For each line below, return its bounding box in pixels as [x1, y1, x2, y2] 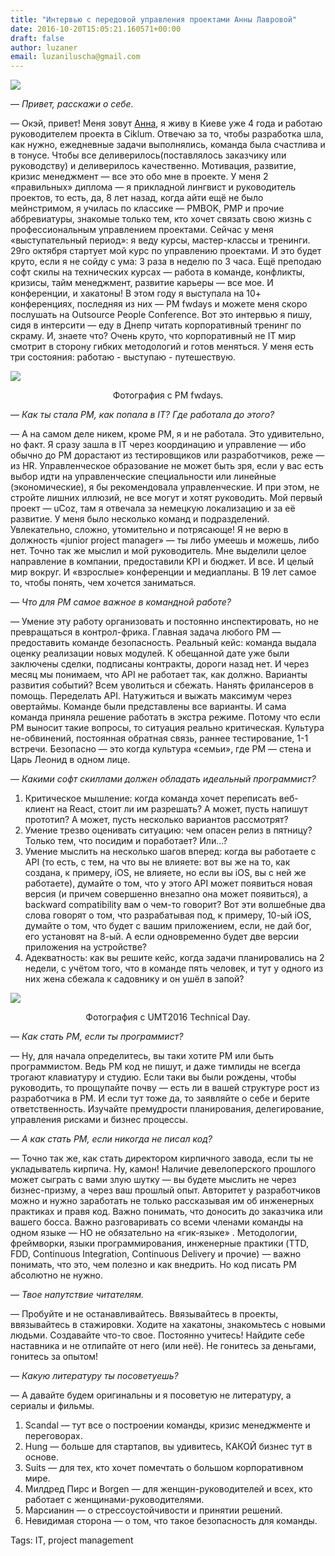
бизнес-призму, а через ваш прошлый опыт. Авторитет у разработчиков [10, 1184, 321, 1196]
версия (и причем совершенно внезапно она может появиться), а [24, 888, 308, 900]
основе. [24, 1451, 59, 1463]
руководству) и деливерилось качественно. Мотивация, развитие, [10, 160, 297, 172]
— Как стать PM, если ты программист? [10, 1031, 184, 1043]
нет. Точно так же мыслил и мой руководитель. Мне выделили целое [10, 545, 307, 557]
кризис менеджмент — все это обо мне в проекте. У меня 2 [10, 171, 269, 183]
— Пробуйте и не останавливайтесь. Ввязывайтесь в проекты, [10, 1308, 279, 1320]
